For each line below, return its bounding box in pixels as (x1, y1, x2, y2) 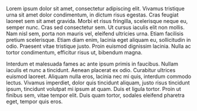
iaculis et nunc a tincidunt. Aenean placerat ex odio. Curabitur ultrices (6, 67, 176, 73)
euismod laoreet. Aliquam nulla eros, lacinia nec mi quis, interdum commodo (6, 73, 192, 80)
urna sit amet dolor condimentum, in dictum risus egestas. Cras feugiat (6, 11, 179, 18)
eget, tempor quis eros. (6, 98, 63, 105)
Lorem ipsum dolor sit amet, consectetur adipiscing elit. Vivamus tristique (6, 5, 185, 12)
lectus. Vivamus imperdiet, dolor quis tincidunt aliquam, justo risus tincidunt (6, 79, 190, 86)
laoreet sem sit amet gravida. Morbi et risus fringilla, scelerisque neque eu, (6, 18, 188, 24)
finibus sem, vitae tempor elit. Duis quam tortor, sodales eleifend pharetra (6, 92, 185, 99)
